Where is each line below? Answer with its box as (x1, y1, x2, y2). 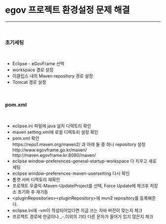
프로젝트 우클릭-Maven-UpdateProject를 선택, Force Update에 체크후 (12, 183, 149, 188)
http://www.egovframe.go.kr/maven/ (12, 147, 87, 153)
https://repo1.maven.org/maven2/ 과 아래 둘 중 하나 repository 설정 (12, 141, 146, 147)
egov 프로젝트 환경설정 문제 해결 (5, 4, 130, 16)
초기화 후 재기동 (17, 188, 48, 195)
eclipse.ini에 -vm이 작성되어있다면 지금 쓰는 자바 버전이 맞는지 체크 (12, 207, 143, 213)
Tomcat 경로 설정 (12, 79, 46, 85)
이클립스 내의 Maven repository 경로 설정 (12, 73, 93, 79)
